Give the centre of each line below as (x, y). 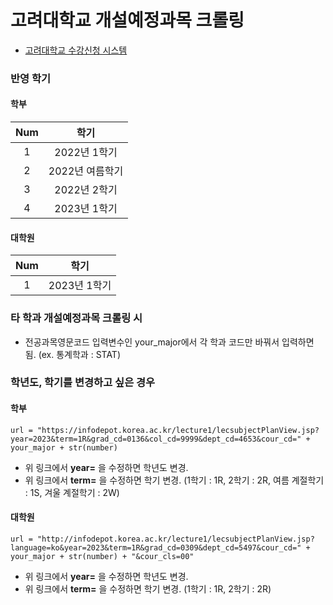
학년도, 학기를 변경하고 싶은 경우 (83, 383)
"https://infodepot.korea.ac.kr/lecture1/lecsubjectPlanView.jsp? (178, 430)
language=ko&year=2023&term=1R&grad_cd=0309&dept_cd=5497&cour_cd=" (156, 547)
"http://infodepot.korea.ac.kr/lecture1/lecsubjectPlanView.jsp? (175, 539)
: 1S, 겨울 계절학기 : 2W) (72, 492)
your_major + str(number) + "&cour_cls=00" (102, 556)
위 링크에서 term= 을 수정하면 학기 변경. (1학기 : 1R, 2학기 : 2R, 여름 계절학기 (174, 480)
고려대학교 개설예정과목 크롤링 (127, 20)
